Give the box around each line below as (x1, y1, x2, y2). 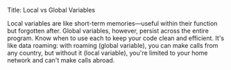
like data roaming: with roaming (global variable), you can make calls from (7, 42, 219, 49)
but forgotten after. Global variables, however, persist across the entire (7, 27, 209, 35)
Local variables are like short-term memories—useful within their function (7, 19, 218, 27)
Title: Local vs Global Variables (7, 6, 96, 14)
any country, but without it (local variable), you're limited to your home (7, 49, 208, 57)
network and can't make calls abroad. (7, 56, 115, 64)
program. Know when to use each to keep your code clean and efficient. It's (7, 34, 224, 42)
